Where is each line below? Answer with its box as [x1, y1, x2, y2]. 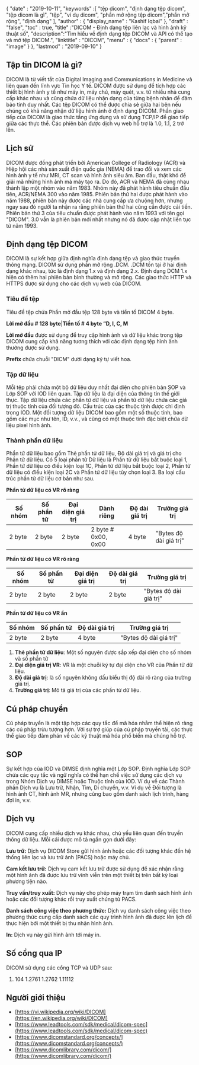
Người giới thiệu [6, 993, 66, 1003]
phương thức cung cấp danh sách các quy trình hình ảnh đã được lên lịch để [6, 913, 192, 920]
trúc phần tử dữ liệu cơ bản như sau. [6, 475, 95, 482]
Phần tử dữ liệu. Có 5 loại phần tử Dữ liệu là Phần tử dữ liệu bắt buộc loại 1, [6, 456, 188, 463]
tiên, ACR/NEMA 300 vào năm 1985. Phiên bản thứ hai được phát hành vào [6, 190, 188, 197]
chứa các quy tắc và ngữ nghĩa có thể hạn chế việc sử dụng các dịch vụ [6, 771, 182, 779]
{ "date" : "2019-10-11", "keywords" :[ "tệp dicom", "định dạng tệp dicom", [6, 5, 186, 12]
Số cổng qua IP [6, 948, 63, 958]
